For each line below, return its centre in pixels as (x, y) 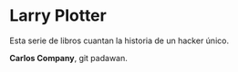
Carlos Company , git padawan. (68, 58)
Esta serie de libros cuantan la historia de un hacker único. (119, 40)
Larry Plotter (58, 16)
